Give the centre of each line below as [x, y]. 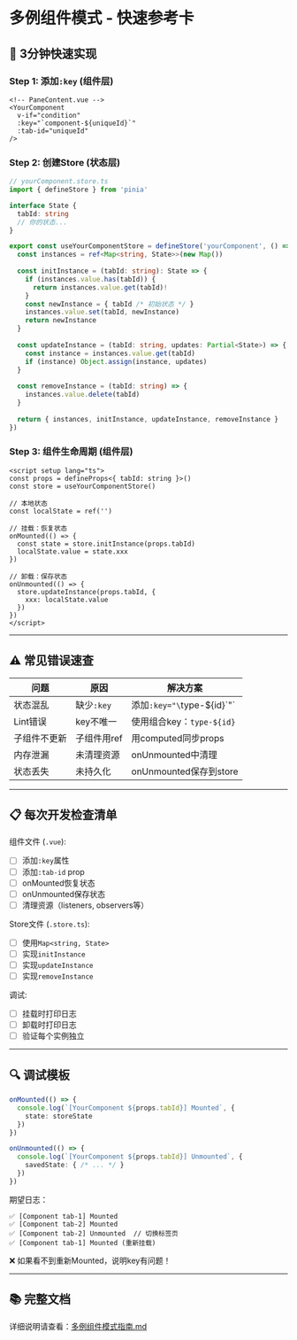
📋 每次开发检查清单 [63, 815]
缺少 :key [94, 705]
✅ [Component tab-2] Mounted [64, 1224]
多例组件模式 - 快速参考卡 [102, 18]
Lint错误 [30, 721]
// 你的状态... [42, 222]
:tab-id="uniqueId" [53, 131]
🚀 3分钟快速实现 [53, 54]
